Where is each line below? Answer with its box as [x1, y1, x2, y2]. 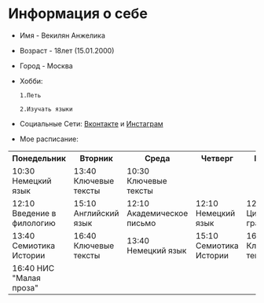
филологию [12, 217, 57, 228]
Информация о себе [8, 5, 148, 23]
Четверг [200, 152, 233, 163]
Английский [73, 207, 119, 218]
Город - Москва [19, 60, 73, 71]
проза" [12, 282, 39, 293]
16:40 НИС [12, 262, 55, 273]
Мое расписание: [19, 134, 79, 144]
